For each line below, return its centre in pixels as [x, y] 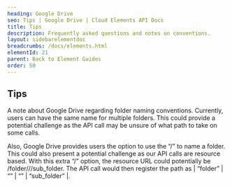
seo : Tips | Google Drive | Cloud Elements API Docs [86, 20]
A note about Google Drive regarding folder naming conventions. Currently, [115, 111]
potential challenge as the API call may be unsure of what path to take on [113, 126]
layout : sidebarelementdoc [46, 40]
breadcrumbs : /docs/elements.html [58, 46]
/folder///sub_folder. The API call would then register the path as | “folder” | [115, 169]
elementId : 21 [28, 53]
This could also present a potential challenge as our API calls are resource [114, 154]
